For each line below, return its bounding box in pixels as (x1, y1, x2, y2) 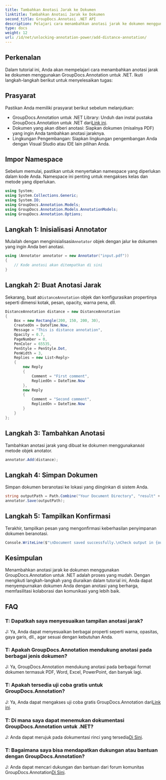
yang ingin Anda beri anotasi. (5, 244, 65, 250)
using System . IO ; (5, 198, 41, 203)
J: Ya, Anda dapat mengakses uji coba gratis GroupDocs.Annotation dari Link (5, 699, 161, 705)
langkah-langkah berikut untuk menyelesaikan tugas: (5, 77, 113, 83)
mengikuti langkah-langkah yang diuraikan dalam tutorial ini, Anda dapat (5, 577, 153, 584)
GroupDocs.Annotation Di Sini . (5, 770, 66, 776)
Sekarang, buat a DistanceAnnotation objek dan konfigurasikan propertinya (5, 294, 157, 300)
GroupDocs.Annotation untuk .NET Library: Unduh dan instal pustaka (12, 114, 153, 120)
